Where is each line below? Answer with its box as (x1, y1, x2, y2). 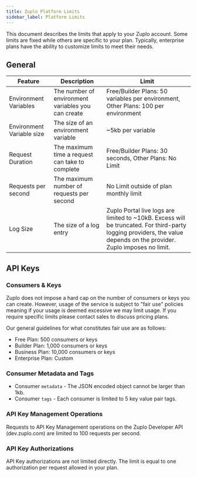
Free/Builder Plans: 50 (106, 87, 168, 95)
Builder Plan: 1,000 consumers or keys (14, 342, 107, 349)
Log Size (9, 225, 33, 233)
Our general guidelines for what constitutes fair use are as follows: (6, 324, 167, 332)
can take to (53, 158, 84, 166)
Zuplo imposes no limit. (106, 243, 171, 251)
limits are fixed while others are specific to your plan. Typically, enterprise (6, 37, 185, 44)
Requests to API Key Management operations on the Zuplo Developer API (6, 423, 184, 430)
